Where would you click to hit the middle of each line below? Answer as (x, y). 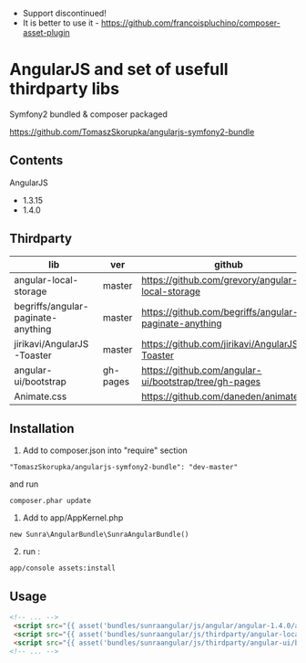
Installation (42, 428)
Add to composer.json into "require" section (105, 450)
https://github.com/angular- (201, 370)
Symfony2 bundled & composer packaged (89, 114)
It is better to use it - (61, 23)
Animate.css (41, 396)
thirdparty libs (65, 89)
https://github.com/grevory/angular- (219, 279)
